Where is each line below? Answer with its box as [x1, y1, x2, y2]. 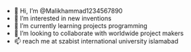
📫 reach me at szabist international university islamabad [13, 37, 179, 45]
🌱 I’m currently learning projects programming [13, 22, 147, 30]
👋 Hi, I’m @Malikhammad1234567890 [13, 7, 123, 15]
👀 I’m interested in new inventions [13, 14, 112, 22]
